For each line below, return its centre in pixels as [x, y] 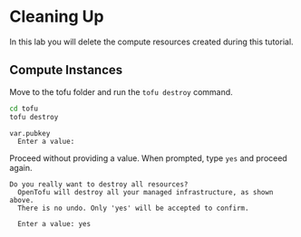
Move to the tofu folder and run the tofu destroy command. [121, 91]
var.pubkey [30, 133]
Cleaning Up [57, 17]
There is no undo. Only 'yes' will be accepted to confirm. [133, 208]
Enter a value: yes [54, 223]
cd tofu [24, 109]
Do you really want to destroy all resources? [99, 184]
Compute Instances [66, 70]
